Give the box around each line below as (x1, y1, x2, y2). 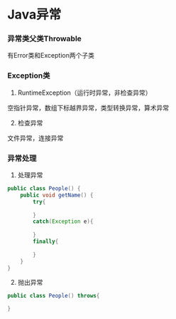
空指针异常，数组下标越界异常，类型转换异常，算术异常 (7, 103, 169, 112)
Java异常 (7, 6, 62, 23)
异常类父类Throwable (7, 33, 82, 43)
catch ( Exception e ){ (33, 218, 94, 225)
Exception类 (7, 70, 50, 80)
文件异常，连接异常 (7, 133, 64, 142)
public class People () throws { (7, 293, 100, 300)
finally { (33, 238, 59, 246)
